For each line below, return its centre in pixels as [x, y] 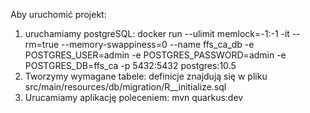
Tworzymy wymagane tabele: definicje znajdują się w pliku [146, 76]
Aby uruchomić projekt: [58, 14]
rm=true [42, 44]
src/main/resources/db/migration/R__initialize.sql [125, 87]
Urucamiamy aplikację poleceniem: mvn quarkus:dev [134, 97]
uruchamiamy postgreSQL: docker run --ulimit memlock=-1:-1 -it [157, 33]
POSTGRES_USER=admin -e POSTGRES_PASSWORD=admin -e [155, 55]
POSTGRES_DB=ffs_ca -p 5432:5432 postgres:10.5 [130, 65]
